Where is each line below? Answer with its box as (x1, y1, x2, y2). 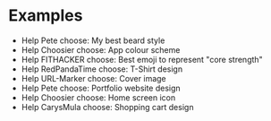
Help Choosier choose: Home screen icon (21, 91, 176, 103)
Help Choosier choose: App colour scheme (21, 44, 181, 55)
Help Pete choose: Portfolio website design (21, 82, 181, 93)
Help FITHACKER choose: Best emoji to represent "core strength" (21, 54, 263, 65)
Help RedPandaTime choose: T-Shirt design (21, 64, 183, 74)
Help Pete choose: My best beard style (21, 35, 165, 46)
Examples (8, 5, 83, 26)
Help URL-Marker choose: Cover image (21, 73, 166, 83)
